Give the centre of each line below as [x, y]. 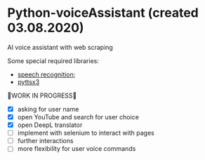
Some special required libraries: [53, 60]
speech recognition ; [46, 74]
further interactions [45, 141]
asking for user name [48, 109]
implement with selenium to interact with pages [86, 133]
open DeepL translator [50, 125]
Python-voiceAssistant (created [103, 13]
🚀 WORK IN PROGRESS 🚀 [42, 95]
